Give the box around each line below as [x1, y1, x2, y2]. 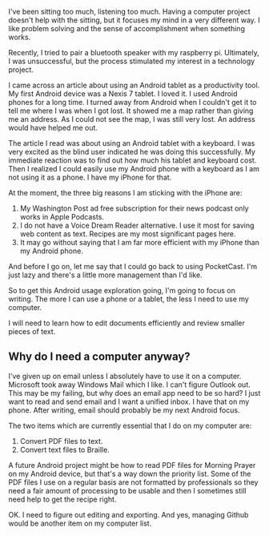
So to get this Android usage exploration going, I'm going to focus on [8, 286, 236, 295]
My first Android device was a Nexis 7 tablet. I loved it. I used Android [8, 89, 238, 99]
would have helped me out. [8, 123, 98, 132]
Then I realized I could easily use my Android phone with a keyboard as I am [8, 164, 260, 173]
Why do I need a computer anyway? [8, 350, 191, 364]
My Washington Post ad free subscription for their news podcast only [19, 204, 250, 213]
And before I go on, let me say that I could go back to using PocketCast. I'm [8, 262, 258, 271]
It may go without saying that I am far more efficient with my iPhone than [19, 238, 260, 247]
